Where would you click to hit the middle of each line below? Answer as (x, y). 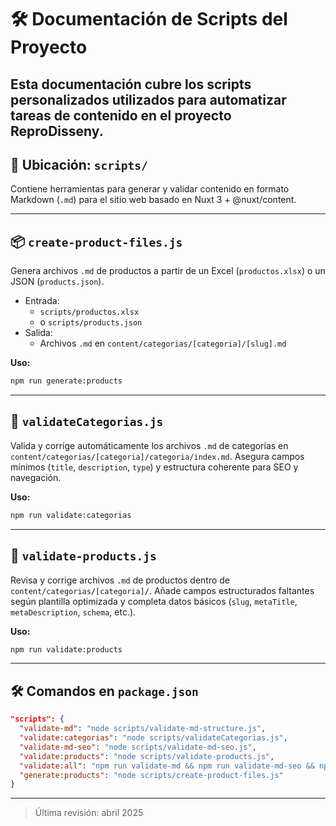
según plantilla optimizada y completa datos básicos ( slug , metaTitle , (154, 601)
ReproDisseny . (57, 131)
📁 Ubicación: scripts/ (79, 164)
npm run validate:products (66, 649)
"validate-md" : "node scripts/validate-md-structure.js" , (143, 729)
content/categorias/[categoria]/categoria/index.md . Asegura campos (157, 456)
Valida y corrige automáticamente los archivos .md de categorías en (149, 445)
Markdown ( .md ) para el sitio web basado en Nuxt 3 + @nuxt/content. (153, 200)
